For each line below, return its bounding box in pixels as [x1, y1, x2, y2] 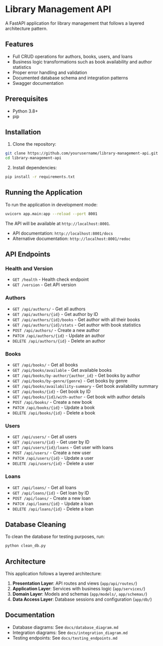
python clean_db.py [5, 544, 46, 549]
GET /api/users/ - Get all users [12, 434, 77, 440]
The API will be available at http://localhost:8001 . [5, 220, 110, 227]
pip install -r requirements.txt [5, 174, 75, 179]
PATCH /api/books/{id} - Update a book [12, 404, 95, 410]
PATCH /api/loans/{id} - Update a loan [12, 500, 94, 506]
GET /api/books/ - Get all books [12, 362, 78, 368]
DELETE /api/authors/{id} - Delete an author [12, 338, 106, 344]
